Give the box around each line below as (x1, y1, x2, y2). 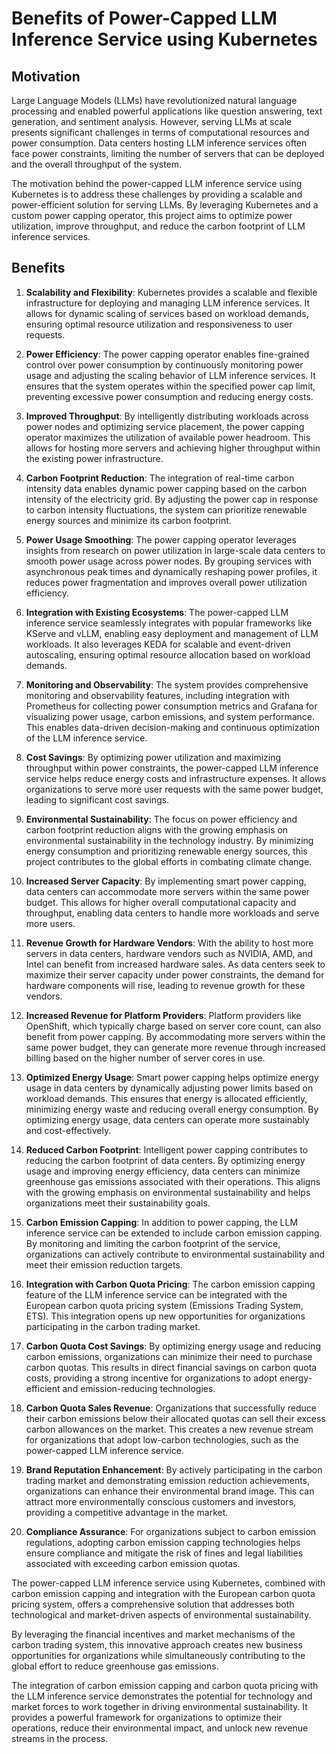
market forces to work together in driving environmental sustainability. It (11, 1700, 308, 1712)
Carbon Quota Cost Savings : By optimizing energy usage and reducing (25, 1340, 321, 1352)
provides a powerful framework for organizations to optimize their (11, 1711, 283, 1723)
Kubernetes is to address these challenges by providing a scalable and (11, 188, 303, 200)
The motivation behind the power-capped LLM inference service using (11, 178, 303, 189)
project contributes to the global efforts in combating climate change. (25, 855, 313, 867)
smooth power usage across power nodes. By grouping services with (25, 555, 313, 567)
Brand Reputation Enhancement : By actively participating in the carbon (25, 1463, 323, 1476)
